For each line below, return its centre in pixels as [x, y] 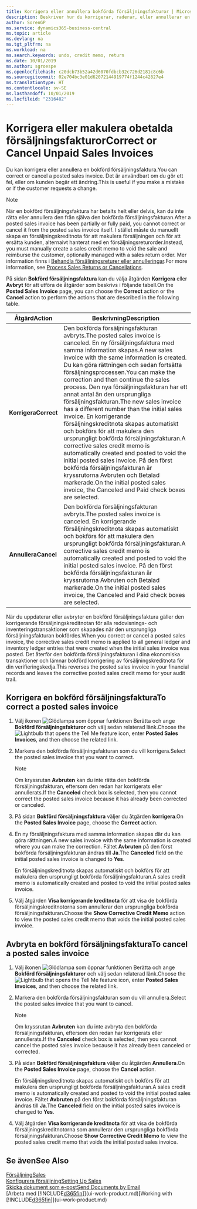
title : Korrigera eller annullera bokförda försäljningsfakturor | [90, 11]
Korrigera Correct [33, 412]
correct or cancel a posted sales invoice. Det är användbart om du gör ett [95, 176]
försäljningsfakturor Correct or [81, 140]
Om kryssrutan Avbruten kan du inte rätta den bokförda [82, 780]
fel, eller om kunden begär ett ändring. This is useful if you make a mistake [95, 182]
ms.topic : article [28, 34]
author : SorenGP [26, 22]
